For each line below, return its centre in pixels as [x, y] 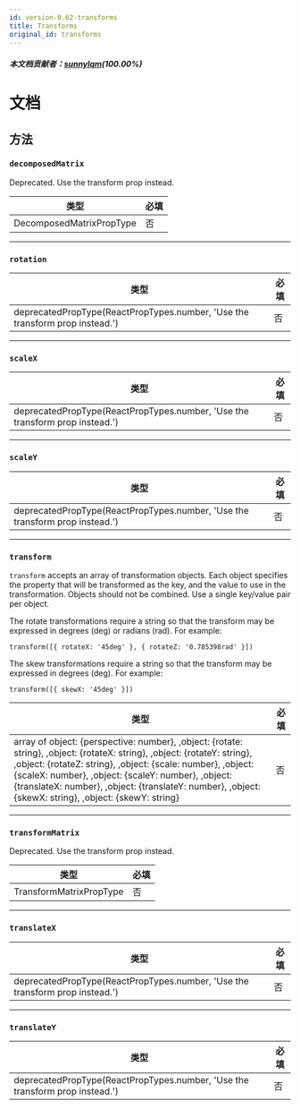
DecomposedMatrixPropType [75, 223]
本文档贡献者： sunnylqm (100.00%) [76, 64]
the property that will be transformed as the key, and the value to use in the [148, 585]
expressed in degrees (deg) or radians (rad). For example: [116, 631]
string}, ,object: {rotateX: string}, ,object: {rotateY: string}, [133, 753]
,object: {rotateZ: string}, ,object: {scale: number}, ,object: [134, 764]
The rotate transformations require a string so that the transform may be [142, 621]
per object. [29, 604]
